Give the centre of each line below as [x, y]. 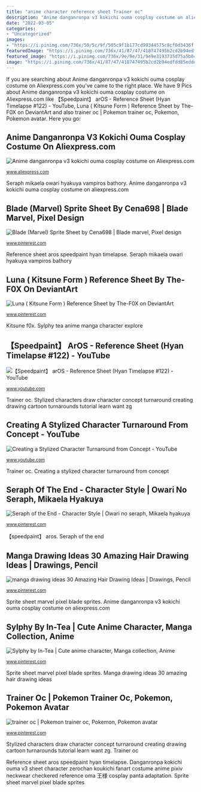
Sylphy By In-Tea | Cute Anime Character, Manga [99, 627]
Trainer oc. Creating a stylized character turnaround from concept [88, 471]
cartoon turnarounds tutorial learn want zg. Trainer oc [72, 750]
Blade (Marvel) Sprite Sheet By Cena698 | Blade [97, 208]
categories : [21, 28]
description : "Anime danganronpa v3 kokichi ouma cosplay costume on [95, 17]
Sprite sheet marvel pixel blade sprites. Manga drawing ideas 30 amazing [97, 673]
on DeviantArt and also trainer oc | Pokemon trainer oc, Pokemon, [98, 112]
